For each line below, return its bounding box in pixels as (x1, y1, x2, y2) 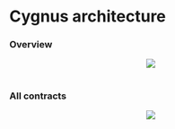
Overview (9, 39, 53, 51)
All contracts (9, 90, 67, 102)
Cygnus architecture (9, 6, 166, 27)
